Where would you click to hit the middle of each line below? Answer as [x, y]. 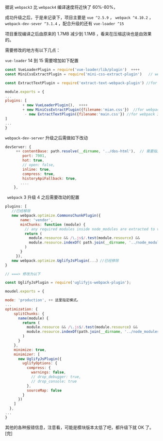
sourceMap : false [44, 390]
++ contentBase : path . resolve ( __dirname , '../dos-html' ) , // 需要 [85, 151]
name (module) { [33, 318]
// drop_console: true [54, 381]
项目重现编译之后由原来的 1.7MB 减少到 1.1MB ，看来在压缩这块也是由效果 [78, 34]
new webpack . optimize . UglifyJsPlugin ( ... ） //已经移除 [65, 261]
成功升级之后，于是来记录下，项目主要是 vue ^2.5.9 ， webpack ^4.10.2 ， [79, 17]
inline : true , [37, 169]
